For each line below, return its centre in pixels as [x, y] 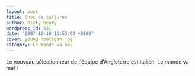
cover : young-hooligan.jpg [39, 39]
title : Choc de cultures [37, 17]
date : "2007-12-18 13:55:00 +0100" [50, 34]
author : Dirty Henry [32, 23]
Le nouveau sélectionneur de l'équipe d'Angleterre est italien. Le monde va [98, 61]
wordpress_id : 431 [29, 28]
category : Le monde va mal [39, 45]
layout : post [22, 12]
